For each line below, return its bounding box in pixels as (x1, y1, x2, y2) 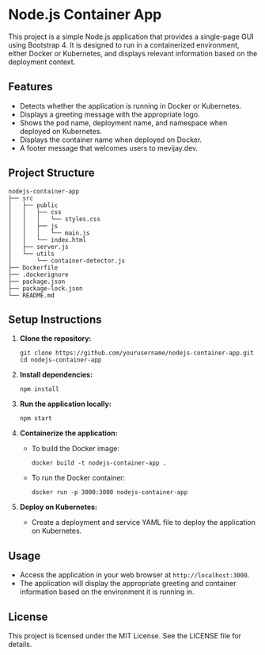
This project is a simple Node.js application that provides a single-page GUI (8, 32, 255, 41)
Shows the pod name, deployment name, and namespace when (19, 117, 228, 128)
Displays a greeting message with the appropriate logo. (19, 109, 200, 119)
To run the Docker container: (31, 473, 126, 483)
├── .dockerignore (8, 270, 69, 278)
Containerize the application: (19, 428, 118, 438)
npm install (19, 385, 59, 393)
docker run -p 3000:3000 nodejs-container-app (31, 488, 188, 496)
